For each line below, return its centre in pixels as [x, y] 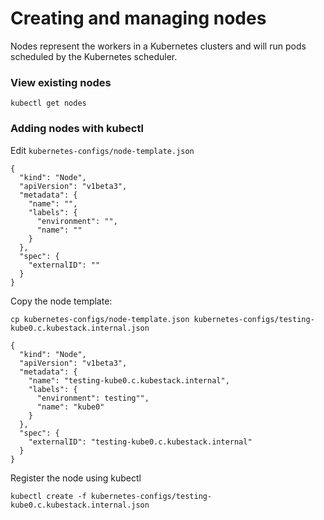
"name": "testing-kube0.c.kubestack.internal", [129, 380]
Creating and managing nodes [138, 18]
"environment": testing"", [93, 398]
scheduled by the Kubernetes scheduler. [94, 56]
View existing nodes [61, 82]
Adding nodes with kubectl [77, 129]
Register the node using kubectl [76, 478]
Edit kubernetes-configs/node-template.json [102, 150]
